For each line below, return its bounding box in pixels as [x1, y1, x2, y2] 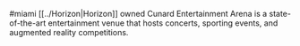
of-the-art [9, 18, 47, 28]
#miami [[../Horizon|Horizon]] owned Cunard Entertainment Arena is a [9, 9, 268, 19]
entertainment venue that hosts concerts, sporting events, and [47, 18, 279, 28]
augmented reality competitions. [9, 27, 129, 37]
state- [269, 9, 291, 19]
